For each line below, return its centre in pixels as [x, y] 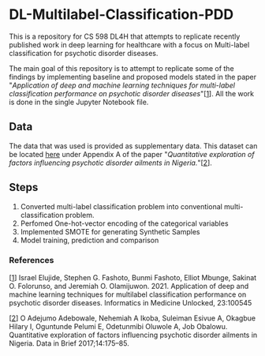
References [32, 260]
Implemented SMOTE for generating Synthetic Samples [110, 231]
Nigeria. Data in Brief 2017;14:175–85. [69, 343]
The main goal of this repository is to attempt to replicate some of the [122, 68]
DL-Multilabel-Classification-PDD [121, 15]
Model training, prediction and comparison [90, 240]
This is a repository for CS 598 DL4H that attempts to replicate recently [125, 36]
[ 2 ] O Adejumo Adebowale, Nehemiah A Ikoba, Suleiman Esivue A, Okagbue [132, 318]
